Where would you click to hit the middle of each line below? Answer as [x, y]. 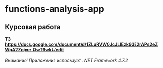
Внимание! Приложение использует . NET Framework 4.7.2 [67, 60]
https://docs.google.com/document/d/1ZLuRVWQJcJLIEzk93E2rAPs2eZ [81, 44]
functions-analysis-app [54, 9]
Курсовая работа [33, 27]
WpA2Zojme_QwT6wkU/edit [35, 50]
